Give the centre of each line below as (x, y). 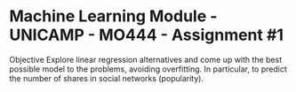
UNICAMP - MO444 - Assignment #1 (147, 35)
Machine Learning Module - (113, 16)
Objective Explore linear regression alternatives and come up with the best (146, 59)
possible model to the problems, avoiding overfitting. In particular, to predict (148, 69)
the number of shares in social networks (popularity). (107, 78)
